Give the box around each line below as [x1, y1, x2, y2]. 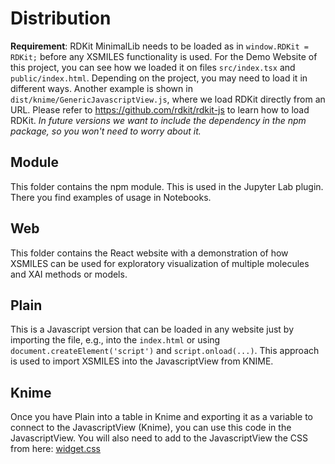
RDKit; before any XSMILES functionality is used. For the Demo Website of [10, 50, 318, 62]
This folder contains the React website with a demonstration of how [10, 247, 289, 259]
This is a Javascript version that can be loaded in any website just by [10, 323, 295, 336]
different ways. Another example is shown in [10, 82, 193, 94]
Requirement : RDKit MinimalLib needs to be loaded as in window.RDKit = [10, 40, 309, 52]
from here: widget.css [10, 443, 101, 455]
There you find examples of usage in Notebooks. [10, 191, 212, 203]
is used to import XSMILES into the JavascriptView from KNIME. [10, 355, 274, 367]
